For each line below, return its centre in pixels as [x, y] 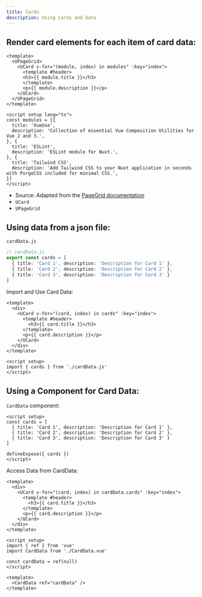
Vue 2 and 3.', [26, 136]
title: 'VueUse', [34, 125]
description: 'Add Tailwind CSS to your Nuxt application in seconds [102, 168]
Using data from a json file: [58, 227]
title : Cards [23, 12]
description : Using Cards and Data [51, 18]
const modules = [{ [31, 120]
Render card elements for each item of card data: [101, 42]
